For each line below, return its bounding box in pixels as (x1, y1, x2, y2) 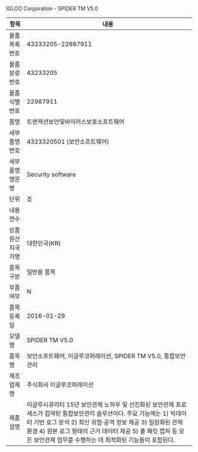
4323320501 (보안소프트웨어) (26, 138, 110, 146)
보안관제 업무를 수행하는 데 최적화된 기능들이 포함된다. (33, 436, 176, 444)
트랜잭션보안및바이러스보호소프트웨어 (26, 118, 125, 126)
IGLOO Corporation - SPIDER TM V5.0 (6, 5, 98, 12)
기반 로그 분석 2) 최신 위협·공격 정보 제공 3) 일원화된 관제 (33, 418, 183, 426)
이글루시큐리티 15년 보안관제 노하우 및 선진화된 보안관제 (26, 401, 174, 408)
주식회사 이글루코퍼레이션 (26, 381, 94, 388)
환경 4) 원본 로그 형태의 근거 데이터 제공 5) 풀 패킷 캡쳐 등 (26, 427, 178, 435)
